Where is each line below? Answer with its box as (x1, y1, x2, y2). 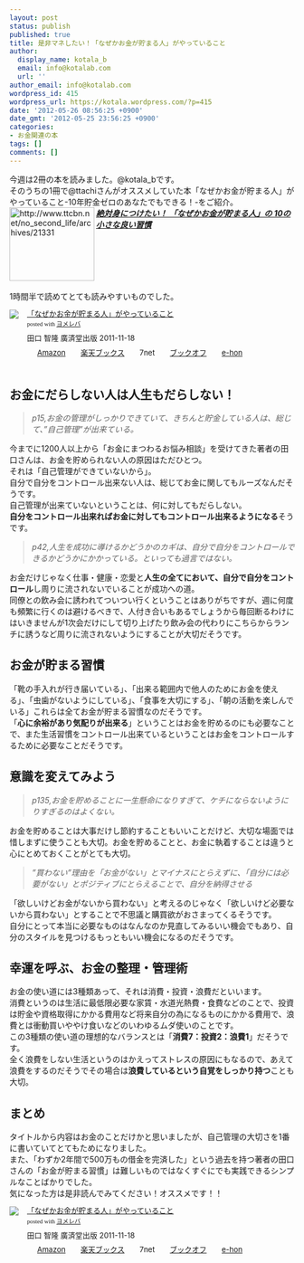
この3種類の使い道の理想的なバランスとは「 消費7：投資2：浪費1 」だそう (9, 1031, 281, 1042)
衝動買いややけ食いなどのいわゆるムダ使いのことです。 (33, 1020, 239, 1031)
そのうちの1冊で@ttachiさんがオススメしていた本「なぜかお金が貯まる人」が (9, 185, 295, 195)
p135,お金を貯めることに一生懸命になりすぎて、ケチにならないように (31, 794, 290, 805)
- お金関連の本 (9, 131, 59, 140)
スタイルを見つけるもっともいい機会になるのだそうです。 (24, 931, 239, 942)
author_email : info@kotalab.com (9, 81, 131, 90)
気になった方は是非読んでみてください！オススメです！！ (9, 1188, 223, 1199)
